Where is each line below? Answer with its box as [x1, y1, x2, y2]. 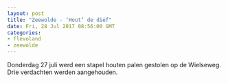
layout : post [7, 10, 45, 17]
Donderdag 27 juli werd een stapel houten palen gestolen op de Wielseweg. [7, 61, 222, 69]
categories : [7, 29, 41, 36]
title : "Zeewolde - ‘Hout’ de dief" [7, 16, 112, 23]
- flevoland [7, 36, 41, 43]
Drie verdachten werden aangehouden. [7, 68, 118, 76]
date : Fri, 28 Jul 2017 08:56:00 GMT [7, 23, 115, 29]
